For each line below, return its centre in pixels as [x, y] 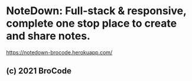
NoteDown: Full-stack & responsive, [96, 11]
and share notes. [48, 36]
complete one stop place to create [92, 23]
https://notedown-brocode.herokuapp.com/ [59, 52]
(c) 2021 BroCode [39, 71]
